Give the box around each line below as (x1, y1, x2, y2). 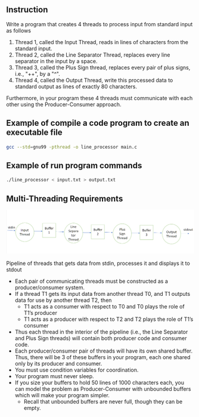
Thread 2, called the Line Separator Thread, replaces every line (14, 51, 171, 58)
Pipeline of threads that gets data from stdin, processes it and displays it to (6, 260, 191, 267)
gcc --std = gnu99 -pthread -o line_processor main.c (6, 144, 137, 150)
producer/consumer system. (14, 283, 85, 291)
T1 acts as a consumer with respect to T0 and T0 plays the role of (23, 302, 185, 310)
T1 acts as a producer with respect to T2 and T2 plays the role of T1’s (23, 316, 194, 323)
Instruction (6, 5, 48, 15)
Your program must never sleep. (14, 372, 94, 379)
